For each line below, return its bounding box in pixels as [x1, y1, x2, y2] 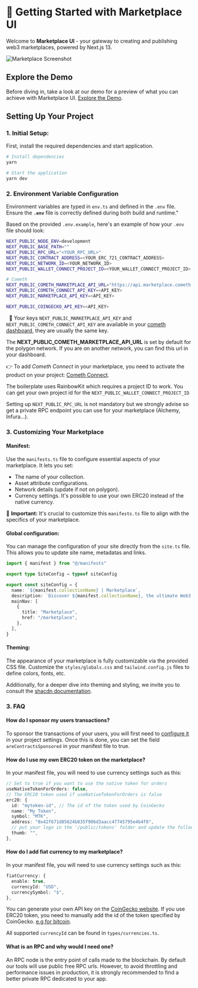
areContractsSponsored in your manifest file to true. [6, 743, 130, 750]
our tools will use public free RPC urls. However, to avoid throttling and [6, 963, 178, 970]
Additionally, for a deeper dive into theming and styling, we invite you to [6, 681, 180, 688]
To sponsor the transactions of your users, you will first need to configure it [6, 730, 190, 737]
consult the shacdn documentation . [6, 687, 93, 694]
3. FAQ [6, 702, 25, 710]
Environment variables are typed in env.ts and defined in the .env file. [6, 203, 176, 210]
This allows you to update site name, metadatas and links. [6, 549, 147, 556]
